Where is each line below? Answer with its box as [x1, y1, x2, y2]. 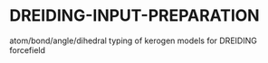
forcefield [9, 44, 46, 55]
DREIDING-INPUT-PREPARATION [9, 5, 260, 26]
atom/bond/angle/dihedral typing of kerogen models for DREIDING [9, 35, 258, 46]
